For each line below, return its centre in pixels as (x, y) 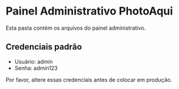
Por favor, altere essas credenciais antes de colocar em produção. (89, 79)
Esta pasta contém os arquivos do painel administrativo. (76, 28)
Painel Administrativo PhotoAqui (89, 11)
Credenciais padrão (44, 47)
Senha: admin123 (36, 68)
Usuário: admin (33, 61)
